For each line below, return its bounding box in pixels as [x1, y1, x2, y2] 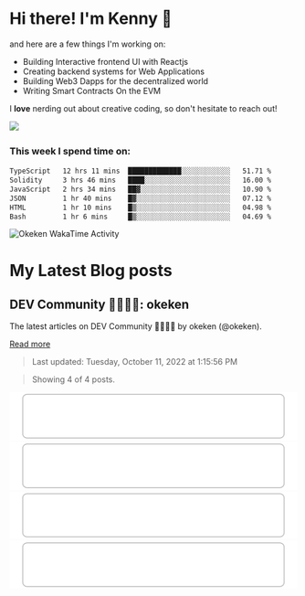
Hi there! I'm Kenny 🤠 [9, 8, 173, 29]
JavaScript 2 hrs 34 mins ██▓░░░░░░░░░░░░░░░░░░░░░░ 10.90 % [9, 185, 272, 195]
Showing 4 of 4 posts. [31, 374, 116, 385]
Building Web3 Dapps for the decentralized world [22, 75, 208, 86]
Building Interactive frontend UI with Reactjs [22, 56, 189, 67]
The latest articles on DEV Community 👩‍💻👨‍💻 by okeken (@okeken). [9, 321, 262, 332]
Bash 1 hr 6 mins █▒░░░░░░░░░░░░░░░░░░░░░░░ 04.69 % [9, 212, 272, 222]
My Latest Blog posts [9, 261, 174, 282]
